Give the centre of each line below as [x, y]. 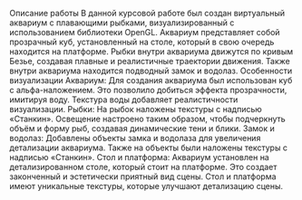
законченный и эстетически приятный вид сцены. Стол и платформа [143, 176]
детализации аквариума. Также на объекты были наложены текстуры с [149, 148]
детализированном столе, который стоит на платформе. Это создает [143, 167]
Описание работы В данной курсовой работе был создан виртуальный [147, 13]
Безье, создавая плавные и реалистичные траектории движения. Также [150, 61]
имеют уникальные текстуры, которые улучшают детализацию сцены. [146, 186]
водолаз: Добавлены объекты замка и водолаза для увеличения [135, 138]
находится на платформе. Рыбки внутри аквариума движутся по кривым [151, 52]
